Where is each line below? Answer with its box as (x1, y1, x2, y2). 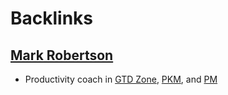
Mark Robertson (10, 47, 114, 64)
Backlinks (10, 7, 94, 30)
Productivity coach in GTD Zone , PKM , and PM (24, 73, 218, 85)
